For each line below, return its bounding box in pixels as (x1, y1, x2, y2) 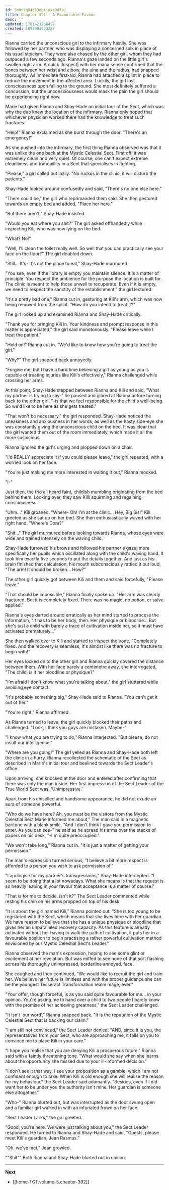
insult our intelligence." (5, 740, 53, 746)
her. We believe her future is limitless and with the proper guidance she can (5, 976, 162, 982)
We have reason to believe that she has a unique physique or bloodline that (5, 919, 161, 925)
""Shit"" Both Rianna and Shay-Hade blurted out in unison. (5, 1155, 127, 1161)
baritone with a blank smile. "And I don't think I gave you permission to (5, 822, 151, 828)
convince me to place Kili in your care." (5, 1038, 87, 1044)
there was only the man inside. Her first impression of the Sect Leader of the (5, 781, 164, 787)
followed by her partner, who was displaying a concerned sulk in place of (5, 45, 157, 52)
